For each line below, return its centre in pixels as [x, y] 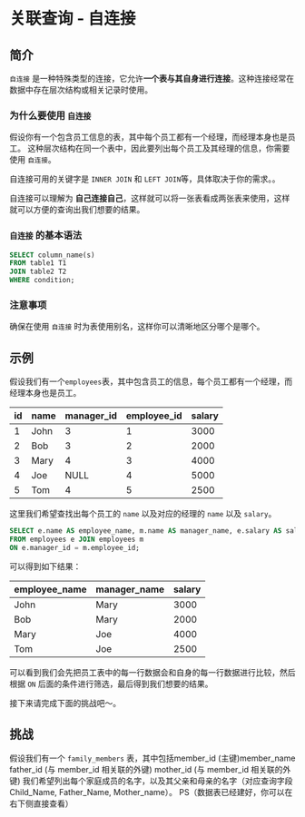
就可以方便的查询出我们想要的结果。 [77, 210]
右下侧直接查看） [41, 803]
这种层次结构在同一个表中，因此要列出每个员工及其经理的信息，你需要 [158, 148]
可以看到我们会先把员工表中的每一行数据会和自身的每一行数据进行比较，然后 [152, 672]
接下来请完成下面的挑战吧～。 [65, 703]
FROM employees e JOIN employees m [77, 540]
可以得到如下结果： [45, 566]
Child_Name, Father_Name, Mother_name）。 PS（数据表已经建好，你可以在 [151, 792]
